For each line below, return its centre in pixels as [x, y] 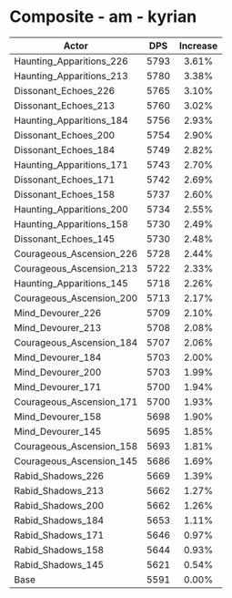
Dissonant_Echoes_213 [65, 105]
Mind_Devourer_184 [58, 357]
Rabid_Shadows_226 [59, 476]
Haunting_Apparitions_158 [71, 223]
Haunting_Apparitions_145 [71, 283]
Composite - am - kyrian [103, 17]
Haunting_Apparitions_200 [71, 209]
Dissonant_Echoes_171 [65, 180]
